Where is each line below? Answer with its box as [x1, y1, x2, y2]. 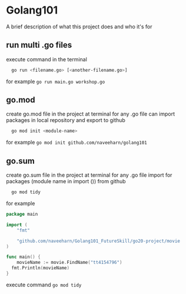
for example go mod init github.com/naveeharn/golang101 [6, 139, 147, 146]
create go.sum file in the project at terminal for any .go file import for [6, 171, 172, 179]
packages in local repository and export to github [6, 117, 125, 124]
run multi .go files [6, 40, 72, 50]
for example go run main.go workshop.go [6, 78, 105, 85]
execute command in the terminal [6, 55, 87, 62]
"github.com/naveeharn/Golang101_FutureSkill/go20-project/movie [16, 238, 181, 244]
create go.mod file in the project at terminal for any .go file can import [6, 110, 175, 118]
